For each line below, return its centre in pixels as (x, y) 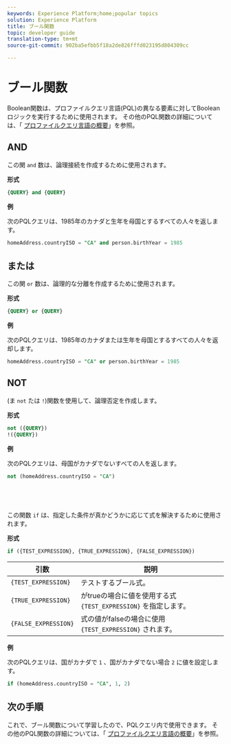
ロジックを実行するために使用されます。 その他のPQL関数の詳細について (110, 116)
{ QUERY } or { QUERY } (35, 311)
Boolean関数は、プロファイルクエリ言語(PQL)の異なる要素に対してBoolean (113, 108)
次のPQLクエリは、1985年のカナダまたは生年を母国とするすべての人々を (110, 340)
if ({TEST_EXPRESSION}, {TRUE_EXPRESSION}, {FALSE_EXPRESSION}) (101, 551)
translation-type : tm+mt (43, 39)
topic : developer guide (41, 33)
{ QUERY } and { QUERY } (37, 192)
